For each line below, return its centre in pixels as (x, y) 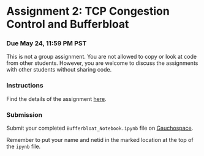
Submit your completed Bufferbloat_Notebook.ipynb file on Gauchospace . (100, 128)
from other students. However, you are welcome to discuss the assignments (102, 63)
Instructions (25, 86)
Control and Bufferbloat (68, 24)
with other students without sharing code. (59, 70)
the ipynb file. (24, 147)
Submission (25, 114)
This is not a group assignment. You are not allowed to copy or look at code (102, 57)
